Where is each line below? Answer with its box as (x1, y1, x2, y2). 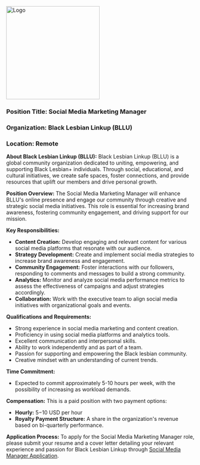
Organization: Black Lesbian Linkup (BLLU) (6, 123, 133, 132)
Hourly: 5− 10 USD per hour (14, 409, 83, 416)
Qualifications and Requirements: (6, 313, 91, 321)
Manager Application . (6, 452, 59, 460)
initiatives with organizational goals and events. (14, 302, 131, 309)
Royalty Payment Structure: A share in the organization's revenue (14, 416, 179, 423)
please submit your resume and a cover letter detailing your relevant (6, 439, 174, 447)
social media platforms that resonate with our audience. (14, 244, 152, 252)
